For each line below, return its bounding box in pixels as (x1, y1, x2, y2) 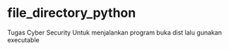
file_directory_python (7, 5, 136, 21)
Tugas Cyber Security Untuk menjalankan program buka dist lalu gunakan (7, 28, 223, 37)
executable (7, 35, 40, 44)
